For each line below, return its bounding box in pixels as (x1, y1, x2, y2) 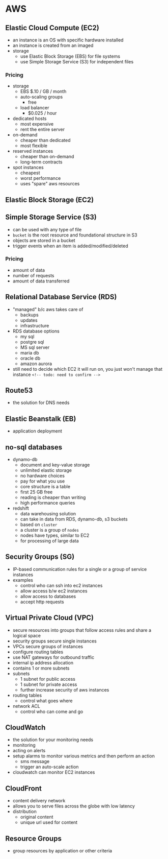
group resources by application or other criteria (12, 848, 113, 854)
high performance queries (20, 500, 75, 506)
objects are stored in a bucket (12, 237, 75, 243)
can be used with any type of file (12, 226, 82, 232)
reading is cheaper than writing (20, 494, 86, 500)
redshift (12, 505, 29, 511)
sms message (20, 758, 50, 765)
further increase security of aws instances (20, 686, 109, 693)
